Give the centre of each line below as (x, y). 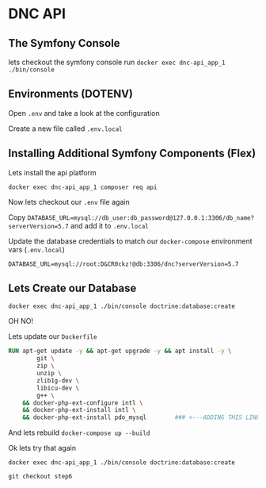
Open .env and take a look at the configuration (84, 113)
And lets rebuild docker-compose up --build (79, 432)
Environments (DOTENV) (70, 94)
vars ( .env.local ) (37, 249)
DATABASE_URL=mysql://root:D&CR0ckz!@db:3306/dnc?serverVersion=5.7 (123, 264)
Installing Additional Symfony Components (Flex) (132, 154)
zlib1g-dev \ (58, 380)
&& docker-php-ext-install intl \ (79, 410)
